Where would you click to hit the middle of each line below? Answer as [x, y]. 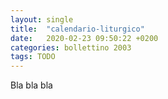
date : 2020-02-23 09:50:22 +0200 [84, 38]
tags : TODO [33, 57]
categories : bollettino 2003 [71, 47]
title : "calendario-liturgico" [77, 29]
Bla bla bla [31, 85]
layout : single [42, 19]
